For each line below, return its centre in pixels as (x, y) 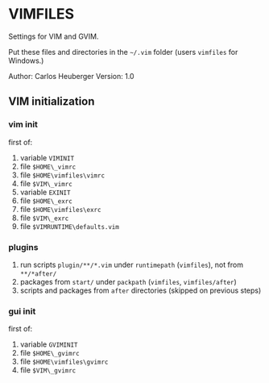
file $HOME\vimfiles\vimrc (62, 175)
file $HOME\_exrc (46, 200)
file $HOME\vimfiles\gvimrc (64, 362)
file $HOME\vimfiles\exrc (60, 209)
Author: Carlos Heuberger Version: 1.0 (71, 76)
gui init (22, 311)
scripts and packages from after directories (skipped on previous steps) (141, 290)
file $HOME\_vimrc (48, 166)
